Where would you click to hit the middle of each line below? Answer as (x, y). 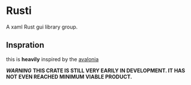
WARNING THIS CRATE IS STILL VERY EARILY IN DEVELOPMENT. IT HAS (96, 70)
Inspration (25, 45)
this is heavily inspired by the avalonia (52, 59)
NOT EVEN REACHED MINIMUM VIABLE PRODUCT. (69, 76)
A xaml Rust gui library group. (42, 27)
